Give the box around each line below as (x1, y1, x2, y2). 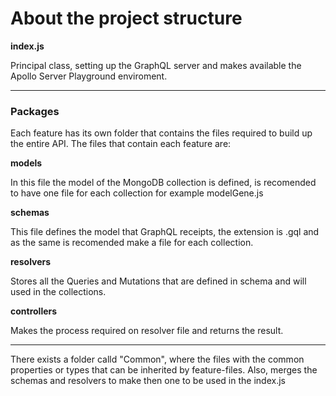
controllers (10, 305, 58, 317)
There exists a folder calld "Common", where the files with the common (10, 353, 305, 366)
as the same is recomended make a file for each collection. (10, 237, 254, 249)
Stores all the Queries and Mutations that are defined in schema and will (10, 275, 307, 287)
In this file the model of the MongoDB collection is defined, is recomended (10, 177, 317, 189)
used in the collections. (10, 286, 107, 298)
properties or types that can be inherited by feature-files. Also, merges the (10, 364, 318, 376)
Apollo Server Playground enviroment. (10, 70, 168, 82)
